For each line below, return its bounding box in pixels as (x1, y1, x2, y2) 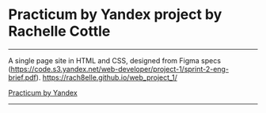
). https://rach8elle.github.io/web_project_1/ (36, 73, 178, 82)
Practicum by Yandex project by (8, 6, 222, 24)
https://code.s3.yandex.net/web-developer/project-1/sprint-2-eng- (10, 64, 230, 73)
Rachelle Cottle (8, 22, 111, 40)
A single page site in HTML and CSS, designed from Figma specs (8, 55, 222, 65)
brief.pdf (8, 73, 37, 82)
